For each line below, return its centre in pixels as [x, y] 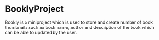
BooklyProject [34, 9]
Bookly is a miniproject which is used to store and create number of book [79, 22]
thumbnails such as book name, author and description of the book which [79, 27]
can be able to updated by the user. [41, 32]
